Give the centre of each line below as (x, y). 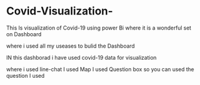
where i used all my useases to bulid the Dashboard (70, 46)
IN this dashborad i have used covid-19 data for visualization (82, 57)
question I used (26, 75)
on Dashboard (24, 34)
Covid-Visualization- (60, 11)
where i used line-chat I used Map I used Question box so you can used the (100, 69)
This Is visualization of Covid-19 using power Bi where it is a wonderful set (99, 28)
